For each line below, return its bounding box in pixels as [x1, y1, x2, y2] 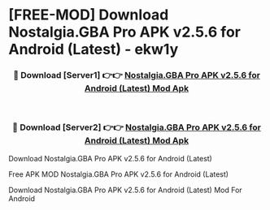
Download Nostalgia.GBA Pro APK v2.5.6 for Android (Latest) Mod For [8, 185, 242, 195]
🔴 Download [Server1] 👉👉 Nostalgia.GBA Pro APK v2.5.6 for [13, 70, 260, 81]
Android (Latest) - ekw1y [8, 41, 179, 58]
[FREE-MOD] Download [8, 6, 169, 24]
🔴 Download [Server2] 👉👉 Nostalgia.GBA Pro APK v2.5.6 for [11, 122, 262, 133]
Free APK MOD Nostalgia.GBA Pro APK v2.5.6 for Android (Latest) [8, 169, 229, 179]
